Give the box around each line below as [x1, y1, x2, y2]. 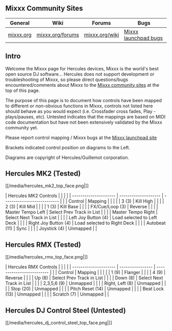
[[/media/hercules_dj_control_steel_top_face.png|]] [5, 320, 113, 326]
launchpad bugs [123, 34, 163, 42]
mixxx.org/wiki [83, 31, 119, 38]
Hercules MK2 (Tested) [5, 169, 81, 178]
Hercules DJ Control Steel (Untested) [5, 306, 126, 315]
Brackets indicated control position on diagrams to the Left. [5, 144, 131, 150]
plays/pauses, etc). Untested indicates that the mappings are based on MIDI [5, 113, 166, 120]
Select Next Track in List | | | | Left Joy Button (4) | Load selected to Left [5, 215, 157, 221]
